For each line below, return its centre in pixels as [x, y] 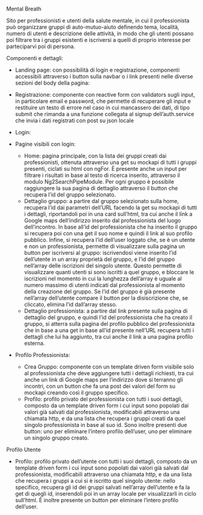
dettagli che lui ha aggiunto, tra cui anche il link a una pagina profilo [108, 337]
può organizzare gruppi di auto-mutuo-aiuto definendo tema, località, [93, 27]
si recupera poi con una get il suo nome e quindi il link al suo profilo [108, 233]
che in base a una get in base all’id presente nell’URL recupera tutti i [109, 330]
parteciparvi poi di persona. [41, 46]
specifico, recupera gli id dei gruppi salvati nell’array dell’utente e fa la [102, 487]
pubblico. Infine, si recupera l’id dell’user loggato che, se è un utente [110, 240]
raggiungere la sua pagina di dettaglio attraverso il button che [101, 188]
